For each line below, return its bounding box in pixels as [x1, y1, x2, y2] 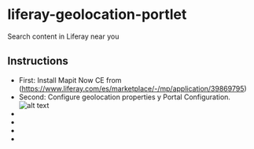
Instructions [7, 54, 68, 68]
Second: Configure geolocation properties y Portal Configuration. [18, 92, 231, 102]
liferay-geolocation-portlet [7, 6, 187, 24]
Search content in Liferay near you [7, 32, 120, 41]
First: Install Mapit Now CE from [18, 75, 122, 84]
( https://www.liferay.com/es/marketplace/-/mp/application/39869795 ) [18, 84, 247, 93]
